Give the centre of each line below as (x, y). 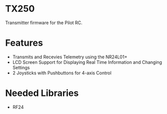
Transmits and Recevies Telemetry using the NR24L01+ (70, 57)
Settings (21, 67)
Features (24, 43)
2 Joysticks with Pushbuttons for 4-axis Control (62, 73)
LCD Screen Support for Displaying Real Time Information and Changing (87, 62)
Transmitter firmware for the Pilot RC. (44, 23)
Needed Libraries (42, 93)
